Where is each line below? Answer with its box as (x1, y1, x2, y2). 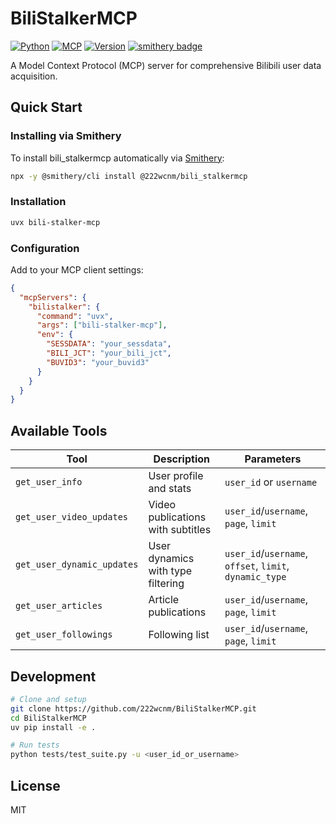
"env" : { (36, 330, 74, 340)
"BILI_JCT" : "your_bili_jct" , (46, 348, 172, 359)
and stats (148, 482, 192, 496)
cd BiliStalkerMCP (10, 713, 87, 723)
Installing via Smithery (10, 129, 122, 143)
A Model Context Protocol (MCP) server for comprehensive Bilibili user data (10, 59, 322, 71)
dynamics (148, 552, 195, 566)
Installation (10, 195, 67, 209)
